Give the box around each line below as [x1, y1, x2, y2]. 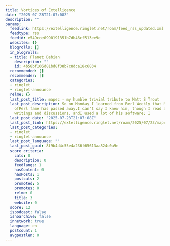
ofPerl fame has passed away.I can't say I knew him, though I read [14, 106, 162, 111]
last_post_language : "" [10, 139, 60, 144]
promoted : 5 [14, 181, 39, 186]
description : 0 [14, 158, 47, 163]
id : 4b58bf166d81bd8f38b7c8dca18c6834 [14, 64, 96, 69]
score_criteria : [10, 149, 44, 154]
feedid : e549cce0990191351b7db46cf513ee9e [10, 36, 101, 41]
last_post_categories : [10, 125, 58, 130]
